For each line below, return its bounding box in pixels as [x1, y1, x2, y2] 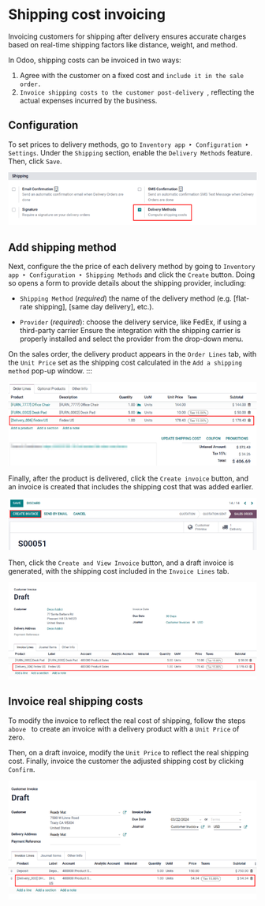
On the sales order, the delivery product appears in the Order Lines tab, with [8, 350, 257, 359]
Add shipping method [8, 241, 117, 254]
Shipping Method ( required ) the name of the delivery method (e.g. [19, 294, 232, 303]
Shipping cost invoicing [8, 6, 166, 24]
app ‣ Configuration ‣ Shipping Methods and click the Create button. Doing [8, 270, 256, 279]
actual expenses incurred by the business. [19, 95, 158, 105]
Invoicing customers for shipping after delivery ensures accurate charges [8, 32, 247, 41]
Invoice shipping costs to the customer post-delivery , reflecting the [19, 87, 255, 96]
